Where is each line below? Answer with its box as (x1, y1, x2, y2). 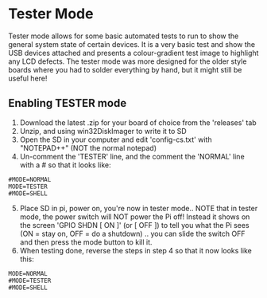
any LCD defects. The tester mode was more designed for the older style (8, 57, 247, 66)
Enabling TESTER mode (8, 96, 127, 110)
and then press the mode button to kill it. (19, 237, 153, 247)
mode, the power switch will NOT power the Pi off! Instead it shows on (19, 212, 250, 222)
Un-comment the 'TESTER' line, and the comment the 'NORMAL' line (19, 151, 245, 161)
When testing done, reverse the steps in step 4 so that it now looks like (19, 245, 252, 255)
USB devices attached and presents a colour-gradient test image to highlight (8, 48, 259, 57)
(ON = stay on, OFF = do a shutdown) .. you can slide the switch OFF (19, 229, 246, 238)
